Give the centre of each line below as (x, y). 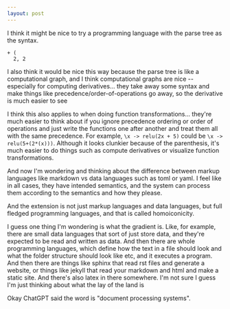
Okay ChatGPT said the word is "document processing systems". (99, 298)
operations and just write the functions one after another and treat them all (113, 128)
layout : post (26, 13)
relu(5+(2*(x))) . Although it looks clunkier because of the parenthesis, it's (113, 143)
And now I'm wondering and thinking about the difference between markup (113, 171)
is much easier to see (37, 101)
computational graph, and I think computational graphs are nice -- (101, 79)
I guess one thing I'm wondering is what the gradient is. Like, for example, (112, 226)
